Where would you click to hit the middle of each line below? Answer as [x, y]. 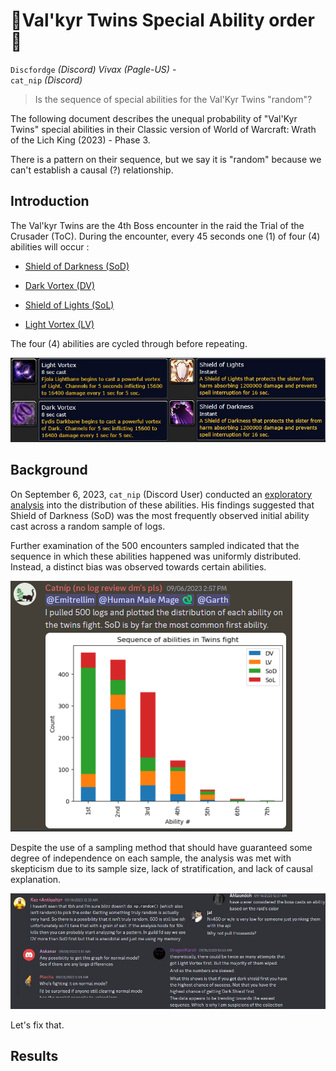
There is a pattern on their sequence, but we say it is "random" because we [166, 159]
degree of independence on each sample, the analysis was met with [151, 858]
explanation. [36, 879]
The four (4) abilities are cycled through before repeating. [129, 343]
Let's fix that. [37, 1025]
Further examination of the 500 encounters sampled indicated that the [155, 545]
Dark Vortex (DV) [60, 285]
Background [49, 470]
